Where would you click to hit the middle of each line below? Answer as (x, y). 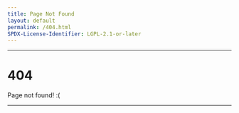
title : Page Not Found (41, 14)
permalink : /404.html (39, 27)
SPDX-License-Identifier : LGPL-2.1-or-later (74, 34)
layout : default (31, 21)
